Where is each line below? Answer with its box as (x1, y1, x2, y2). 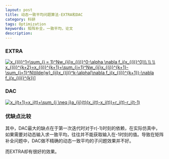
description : (5, 31, 33, 36)
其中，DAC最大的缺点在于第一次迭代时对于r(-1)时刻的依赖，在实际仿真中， (5, 125, 160, 131)
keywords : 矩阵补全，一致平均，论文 (5, 26, 73, 31)
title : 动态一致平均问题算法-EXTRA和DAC (5, 12, 83, 17)
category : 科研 (5, 17, 36, 22)
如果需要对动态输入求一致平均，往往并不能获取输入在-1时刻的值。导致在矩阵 (5, 131, 164, 137)
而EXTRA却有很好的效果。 (5, 148, 60, 154)
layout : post (5, 7, 33, 13)
